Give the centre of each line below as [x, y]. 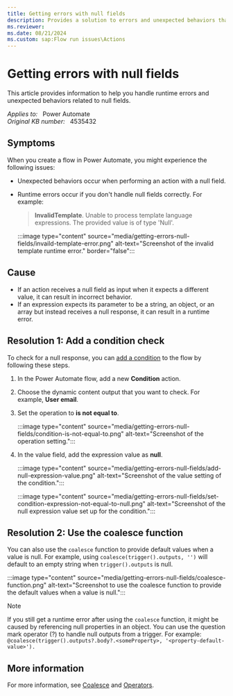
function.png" [27, 585]
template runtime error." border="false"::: [76, 250]
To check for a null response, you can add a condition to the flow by [104, 357]
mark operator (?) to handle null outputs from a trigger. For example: [105, 634]
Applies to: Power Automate [49, 114]
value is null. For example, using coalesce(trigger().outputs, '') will [107, 557]
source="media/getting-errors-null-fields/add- [155, 468]
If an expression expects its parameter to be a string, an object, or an [116, 304]
